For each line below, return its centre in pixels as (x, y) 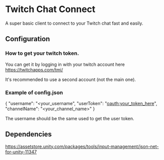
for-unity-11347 (21, 151)
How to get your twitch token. (42, 53)
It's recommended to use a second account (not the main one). (71, 79)
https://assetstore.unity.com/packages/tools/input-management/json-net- (82, 146)
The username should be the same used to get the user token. (70, 118)
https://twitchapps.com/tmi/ (34, 69)
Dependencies (28, 134)
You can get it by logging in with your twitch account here (65, 64)
